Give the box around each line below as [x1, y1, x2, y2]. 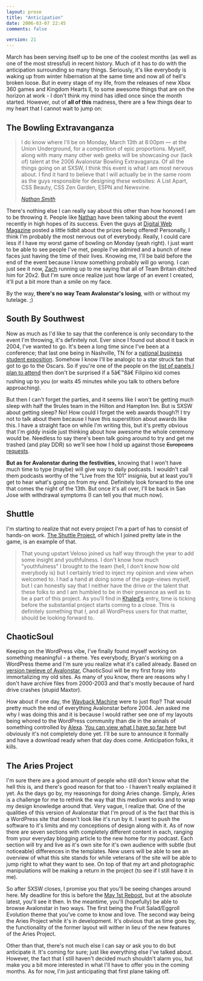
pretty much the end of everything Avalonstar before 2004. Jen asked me [6, 705, 190, 712]
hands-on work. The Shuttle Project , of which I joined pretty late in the [6, 531, 181, 538]
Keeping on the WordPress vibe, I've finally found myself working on [6, 648, 177, 655]
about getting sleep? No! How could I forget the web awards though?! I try [6, 409, 191, 416]
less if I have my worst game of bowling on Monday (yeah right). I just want [6, 239, 193, 246]
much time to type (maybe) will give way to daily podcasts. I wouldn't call [6, 465, 188, 473]
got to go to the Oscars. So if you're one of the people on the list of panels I [6, 362, 195, 369]
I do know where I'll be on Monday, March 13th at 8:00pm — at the [21, 138, 187, 146]
